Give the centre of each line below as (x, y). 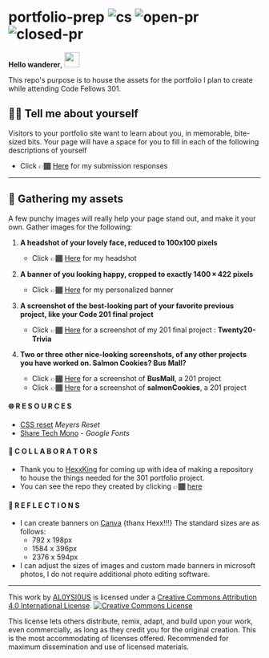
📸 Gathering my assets (66, 199)
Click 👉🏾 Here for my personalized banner (102, 290)
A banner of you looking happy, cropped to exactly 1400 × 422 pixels (137, 274)
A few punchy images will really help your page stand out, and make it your (132, 218)
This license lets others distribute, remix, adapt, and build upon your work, (131, 621)
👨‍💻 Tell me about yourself (73, 114)
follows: (33, 532)
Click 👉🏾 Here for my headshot (84, 258)
